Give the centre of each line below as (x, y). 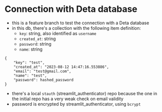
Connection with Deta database (71, 9)
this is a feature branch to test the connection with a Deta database (81, 23)
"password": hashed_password (44, 80)
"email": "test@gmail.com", (42, 71)
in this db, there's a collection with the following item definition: (76, 28)
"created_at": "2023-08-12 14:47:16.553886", (61, 67)
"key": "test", (29, 62)
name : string (31, 49)
